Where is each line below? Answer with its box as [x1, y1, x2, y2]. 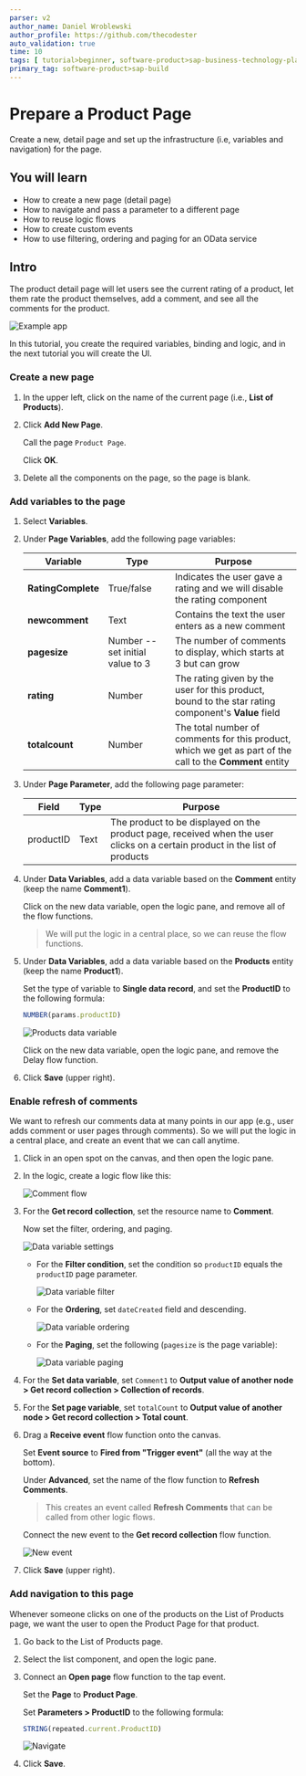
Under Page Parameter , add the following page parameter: [22, 779, 244, 790]
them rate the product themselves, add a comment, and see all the [9, 293, 260, 304]
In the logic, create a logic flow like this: [22, 1171, 171, 1182]
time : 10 [9, 47, 43, 57]
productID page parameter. [36, 1268, 138, 1279]
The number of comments [174, 635, 287, 647]
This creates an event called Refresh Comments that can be [45, 1502, 273, 1513]
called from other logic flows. [45, 1512, 156, 1523]
